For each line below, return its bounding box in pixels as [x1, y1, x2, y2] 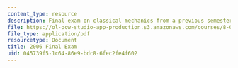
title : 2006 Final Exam [7, 43, 78, 50]
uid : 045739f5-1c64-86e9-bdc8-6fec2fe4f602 [7, 50, 138, 57]
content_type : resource [7, 10, 78, 18]
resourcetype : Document [7, 37, 78, 44]
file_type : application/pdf [7, 30, 91, 38]
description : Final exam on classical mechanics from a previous [7, 17, 204, 24]
